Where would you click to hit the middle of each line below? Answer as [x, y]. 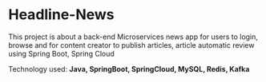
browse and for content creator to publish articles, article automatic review [131, 45]
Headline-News [61, 15]
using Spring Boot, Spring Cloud [61, 53]
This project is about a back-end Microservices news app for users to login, [133, 37]
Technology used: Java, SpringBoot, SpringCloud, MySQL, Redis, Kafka [129, 68]
